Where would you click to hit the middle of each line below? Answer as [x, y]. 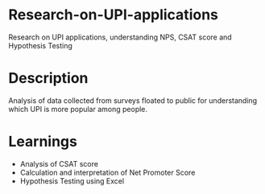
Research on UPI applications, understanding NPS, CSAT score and [120, 37]
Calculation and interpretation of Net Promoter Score [108, 172]
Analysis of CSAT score [59, 163]
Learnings [43, 142]
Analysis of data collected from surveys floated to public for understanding [133, 100]
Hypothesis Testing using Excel [72, 181]
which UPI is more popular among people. [78, 109]
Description [48, 78]
